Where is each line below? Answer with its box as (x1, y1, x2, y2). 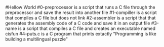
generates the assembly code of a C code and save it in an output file (5, 20, 150, 26)
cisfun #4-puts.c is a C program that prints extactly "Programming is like (5, 31, 157, 36)
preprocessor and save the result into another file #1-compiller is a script (5, 9, 157, 15)
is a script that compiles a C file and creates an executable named (18, 25, 156, 31)
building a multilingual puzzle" (5, 36, 68, 42)
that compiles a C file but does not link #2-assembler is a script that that (5, 15, 156, 20)
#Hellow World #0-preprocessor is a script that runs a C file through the (5, 4, 155, 10)
